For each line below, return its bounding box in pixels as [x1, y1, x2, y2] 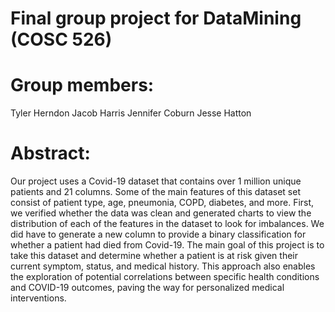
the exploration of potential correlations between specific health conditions [10, 271, 320, 283]
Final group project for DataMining [10, 7, 302, 30]
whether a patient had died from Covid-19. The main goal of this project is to [10, 239, 325, 251]
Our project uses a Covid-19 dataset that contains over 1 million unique [10, 175, 302, 187]
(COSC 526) [10, 28, 113, 51]
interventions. [10, 292, 67, 304]
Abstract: [10, 142, 91, 165]
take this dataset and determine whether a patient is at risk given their [10, 250, 299, 262]
